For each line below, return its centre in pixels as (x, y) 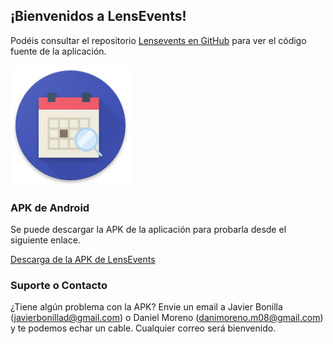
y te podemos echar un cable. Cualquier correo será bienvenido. (143, 328)
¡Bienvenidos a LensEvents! (98, 16)
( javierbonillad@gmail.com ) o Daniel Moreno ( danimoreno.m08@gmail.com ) (167, 318)
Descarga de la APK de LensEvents (83, 260)
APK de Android (50, 207)
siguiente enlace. (45, 240)
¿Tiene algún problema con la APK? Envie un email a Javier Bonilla (146, 307)
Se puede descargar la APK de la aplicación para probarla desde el (148, 230)
